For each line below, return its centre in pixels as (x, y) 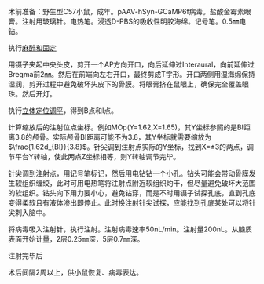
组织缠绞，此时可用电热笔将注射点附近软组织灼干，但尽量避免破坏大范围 (139, 183)
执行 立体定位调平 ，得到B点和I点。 (63, 111)
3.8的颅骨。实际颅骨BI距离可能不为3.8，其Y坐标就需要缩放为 (113, 137)
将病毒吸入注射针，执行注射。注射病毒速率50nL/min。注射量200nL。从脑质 (130, 229)
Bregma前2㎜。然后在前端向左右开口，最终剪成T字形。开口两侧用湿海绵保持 (132, 74)
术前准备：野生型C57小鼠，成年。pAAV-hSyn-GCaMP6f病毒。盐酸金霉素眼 (130, 11)
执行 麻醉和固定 (32, 48)
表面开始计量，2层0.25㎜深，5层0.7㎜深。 (76, 239)
